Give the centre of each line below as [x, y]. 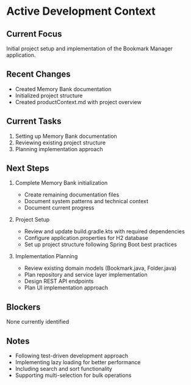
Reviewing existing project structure [60, 143]
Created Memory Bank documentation [63, 89]
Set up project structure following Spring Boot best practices [100, 245]
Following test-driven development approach [72, 356]
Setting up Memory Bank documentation [66, 136]
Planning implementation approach [59, 149]
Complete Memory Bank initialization [61, 183]
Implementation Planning [46, 256]
